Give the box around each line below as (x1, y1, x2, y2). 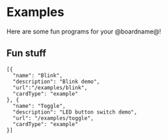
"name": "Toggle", (12, 102, 67, 109)
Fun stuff (6, 47, 47, 59)
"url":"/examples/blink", (12, 84, 88, 91)
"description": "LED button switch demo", (12, 109, 137, 116)
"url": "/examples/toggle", (12, 114, 94, 122)
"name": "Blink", (12, 72, 63, 79)
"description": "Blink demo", (12, 78, 100, 85)
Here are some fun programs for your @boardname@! (6, 27, 161, 36)
